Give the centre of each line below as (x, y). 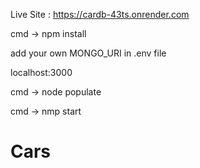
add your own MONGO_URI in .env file (88, 53)
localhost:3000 (41, 72)
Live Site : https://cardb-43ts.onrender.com (100, 14)
